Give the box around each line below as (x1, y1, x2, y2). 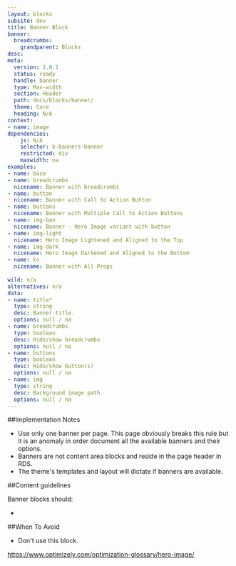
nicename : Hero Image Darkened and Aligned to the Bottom (14, 249, 190, 257)
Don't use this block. (17, 537, 78, 545)
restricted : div (20, 150, 69, 157)
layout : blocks (7, 10, 53, 18)
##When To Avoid (7, 522, 61, 531)
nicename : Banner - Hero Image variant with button (14, 223, 171, 230)
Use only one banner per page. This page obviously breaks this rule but (17, 430, 229, 438)
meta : (7, 57, 24, 64)
